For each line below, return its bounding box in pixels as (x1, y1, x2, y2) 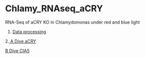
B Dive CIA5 (5, 48, 30, 54)
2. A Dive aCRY (5, 38, 36, 44)
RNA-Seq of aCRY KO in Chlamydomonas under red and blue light (5, 19, 140, 25)
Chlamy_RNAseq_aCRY (5, 3, 103, 14)
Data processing (12, 29, 46, 34)
